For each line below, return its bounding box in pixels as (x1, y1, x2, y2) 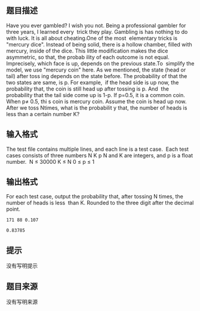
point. (6, 206, 21, 213)
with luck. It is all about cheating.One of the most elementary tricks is (6, 35, 178, 42)
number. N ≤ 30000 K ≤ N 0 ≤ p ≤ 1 (6, 158, 94, 165)
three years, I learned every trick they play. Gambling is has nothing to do (6, 28, 188, 35)
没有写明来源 (6, 298, 38, 306)
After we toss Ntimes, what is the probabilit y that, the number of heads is (6, 104, 187, 111)
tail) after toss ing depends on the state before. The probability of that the (6, 72, 187, 79)
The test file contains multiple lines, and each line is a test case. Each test (6, 145, 189, 153)
